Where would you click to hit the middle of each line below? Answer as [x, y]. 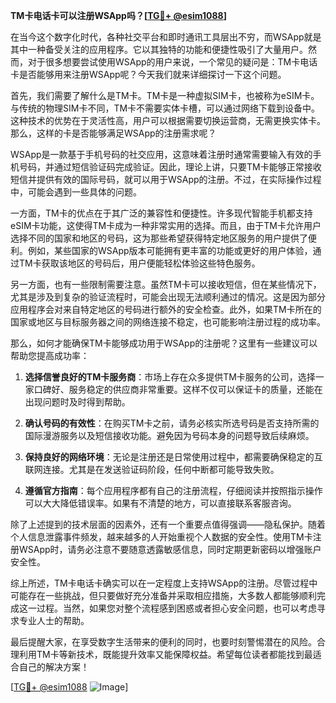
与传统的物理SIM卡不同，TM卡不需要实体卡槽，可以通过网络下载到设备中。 [165, 108]
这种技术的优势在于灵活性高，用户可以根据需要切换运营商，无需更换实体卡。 [168, 120]
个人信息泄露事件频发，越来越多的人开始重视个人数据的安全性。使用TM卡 [161, 537]
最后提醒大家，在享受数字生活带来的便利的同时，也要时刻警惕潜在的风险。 [163, 642]
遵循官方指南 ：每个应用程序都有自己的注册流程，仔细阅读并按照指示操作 [173, 490]
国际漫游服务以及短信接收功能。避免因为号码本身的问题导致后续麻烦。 [169, 435]
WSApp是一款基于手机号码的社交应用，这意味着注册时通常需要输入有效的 [161, 154]
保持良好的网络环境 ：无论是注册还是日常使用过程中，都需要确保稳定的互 [173, 457]
